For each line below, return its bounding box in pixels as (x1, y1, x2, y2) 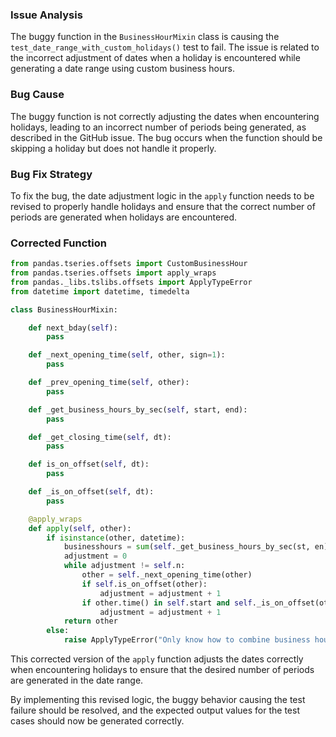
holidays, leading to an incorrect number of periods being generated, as (10, 121, 307, 133)
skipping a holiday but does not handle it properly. (10, 142, 217, 154)
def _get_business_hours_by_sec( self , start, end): (28, 404, 248, 415)
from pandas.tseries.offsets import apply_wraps (10, 268, 217, 278)
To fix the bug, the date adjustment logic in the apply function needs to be (10, 189, 315, 202)
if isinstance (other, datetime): (46, 533, 186, 543)
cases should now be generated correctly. (10, 715, 185, 727)
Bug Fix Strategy (10, 167, 93, 181)
